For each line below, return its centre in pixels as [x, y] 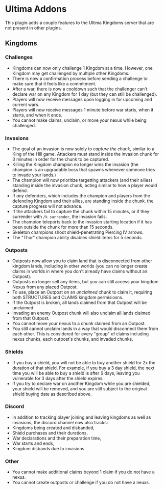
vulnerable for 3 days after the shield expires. [58, 378]
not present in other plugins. [34, 27]
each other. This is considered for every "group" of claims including [81, 334]
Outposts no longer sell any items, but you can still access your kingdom [85, 282]
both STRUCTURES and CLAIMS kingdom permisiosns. [68, 298]
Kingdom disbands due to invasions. [49, 448]
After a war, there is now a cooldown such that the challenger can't [80, 89]
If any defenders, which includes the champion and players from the [81, 195]
